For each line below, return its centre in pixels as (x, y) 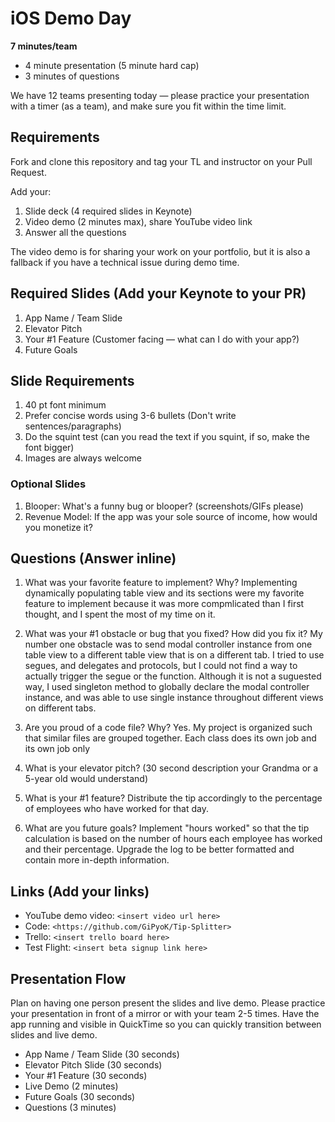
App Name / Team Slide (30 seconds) (102, 1054)
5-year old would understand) (86, 779)
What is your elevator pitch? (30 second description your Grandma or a (171, 768)
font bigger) (49, 448)
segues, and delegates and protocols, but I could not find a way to (161, 666)
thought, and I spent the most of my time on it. (120, 614)
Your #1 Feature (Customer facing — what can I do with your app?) (162, 339)
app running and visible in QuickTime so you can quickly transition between (166, 1024)
